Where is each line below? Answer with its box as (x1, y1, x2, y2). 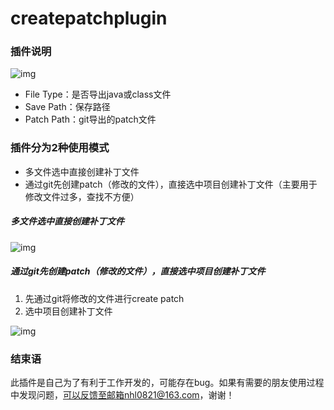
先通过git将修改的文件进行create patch (24, 292, 185, 304)
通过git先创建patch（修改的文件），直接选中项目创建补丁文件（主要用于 (24, 178, 318, 190)
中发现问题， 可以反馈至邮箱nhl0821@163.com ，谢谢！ (10, 389, 235, 401)
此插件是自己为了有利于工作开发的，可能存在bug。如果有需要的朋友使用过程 (10, 377, 325, 389)
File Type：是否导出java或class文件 (24, 88, 172, 101)
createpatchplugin (10, 7, 168, 30)
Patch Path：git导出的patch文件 (24, 113, 157, 126)
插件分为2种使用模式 (10, 141, 110, 155)
